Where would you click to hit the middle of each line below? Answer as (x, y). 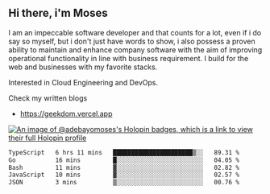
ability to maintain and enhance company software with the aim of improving (135, 50)
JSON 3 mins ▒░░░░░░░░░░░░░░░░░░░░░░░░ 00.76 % (124, 183)
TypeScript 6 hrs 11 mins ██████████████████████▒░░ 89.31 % (124, 152)
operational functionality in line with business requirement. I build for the (129, 58)
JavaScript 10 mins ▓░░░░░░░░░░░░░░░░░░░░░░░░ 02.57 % (124, 175)
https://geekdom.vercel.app (66, 114)
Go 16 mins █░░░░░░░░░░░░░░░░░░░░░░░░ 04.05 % (124, 160)
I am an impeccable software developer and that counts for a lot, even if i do (135, 32)
